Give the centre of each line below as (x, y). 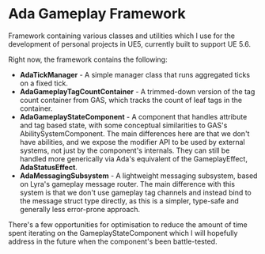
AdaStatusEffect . (48, 167)
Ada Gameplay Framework (97, 14)
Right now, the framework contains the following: (88, 59)
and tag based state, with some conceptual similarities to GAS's (123, 125)
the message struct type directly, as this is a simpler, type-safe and (129, 201)
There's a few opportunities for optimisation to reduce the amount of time (128, 224)
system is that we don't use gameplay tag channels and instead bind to (135, 192)
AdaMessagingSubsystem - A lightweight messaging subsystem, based (138, 176)
